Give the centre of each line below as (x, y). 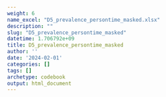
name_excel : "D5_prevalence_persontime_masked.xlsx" (84, 20)
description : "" (30, 26)
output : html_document (39, 83)
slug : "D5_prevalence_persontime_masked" (67, 32)
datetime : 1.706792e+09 (41, 39)
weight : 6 (21, 13)
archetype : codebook (37, 77)
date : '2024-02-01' (35, 58)
